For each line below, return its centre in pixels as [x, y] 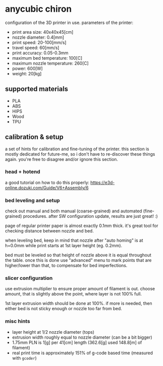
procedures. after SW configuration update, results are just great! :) [91, 216]
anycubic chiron [38, 9]
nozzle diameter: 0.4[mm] [38, 37]
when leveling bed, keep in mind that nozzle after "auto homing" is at [74, 240]
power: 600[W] [27, 68]
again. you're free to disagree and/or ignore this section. [62, 159]
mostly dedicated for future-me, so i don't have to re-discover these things [80, 154]
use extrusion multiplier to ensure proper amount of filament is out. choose [80, 289]
